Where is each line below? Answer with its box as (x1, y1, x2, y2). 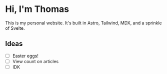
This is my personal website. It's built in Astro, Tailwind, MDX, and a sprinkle (5, 20, 162, 26)
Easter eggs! (12, 53, 39, 59)
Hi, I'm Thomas (5, 3, 69, 15)
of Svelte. (5, 25, 25, 31)
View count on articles (12, 58, 59, 64)
